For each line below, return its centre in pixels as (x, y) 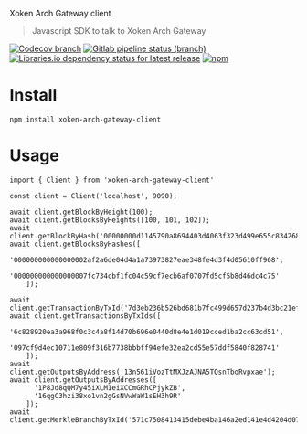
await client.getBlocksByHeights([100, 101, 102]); (110, 220)
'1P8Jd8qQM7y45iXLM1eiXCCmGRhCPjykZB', (109, 387)
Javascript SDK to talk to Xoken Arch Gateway (119, 31)
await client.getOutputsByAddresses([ (83, 380)
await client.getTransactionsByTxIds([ (85, 316)
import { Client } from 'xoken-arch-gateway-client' (112, 180)
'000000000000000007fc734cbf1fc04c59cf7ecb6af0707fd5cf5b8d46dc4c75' (145, 276)
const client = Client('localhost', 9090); (94, 196)
